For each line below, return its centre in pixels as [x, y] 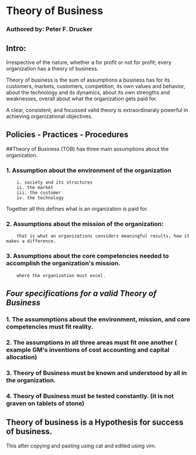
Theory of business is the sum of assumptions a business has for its [88, 80]
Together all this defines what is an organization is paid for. [77, 209]
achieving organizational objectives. [49, 116]
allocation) [22, 357]
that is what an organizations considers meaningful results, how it [103, 236]
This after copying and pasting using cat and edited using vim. [81, 446]
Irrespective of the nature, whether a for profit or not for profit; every [89, 62]
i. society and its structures [55, 183]
